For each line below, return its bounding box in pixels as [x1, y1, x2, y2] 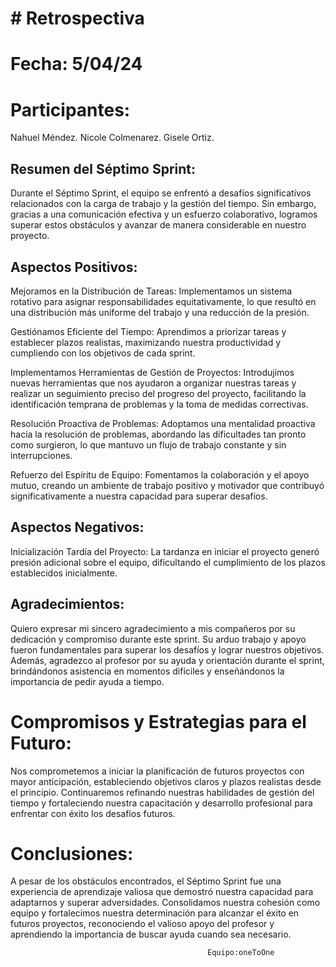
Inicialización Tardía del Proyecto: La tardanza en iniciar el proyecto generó [10, 545, 320, 557]
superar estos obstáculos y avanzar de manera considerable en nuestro [10, 219, 307, 231]
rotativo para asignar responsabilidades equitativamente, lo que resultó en [10, 295, 317, 307]
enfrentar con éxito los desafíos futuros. [10, 807, 176, 819]
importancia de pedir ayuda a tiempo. [10, 675, 165, 687]
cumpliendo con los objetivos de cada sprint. [10, 347, 196, 359]
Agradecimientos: [10, 596, 125, 613]
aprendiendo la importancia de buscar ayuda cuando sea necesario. [10, 928, 292, 941]
